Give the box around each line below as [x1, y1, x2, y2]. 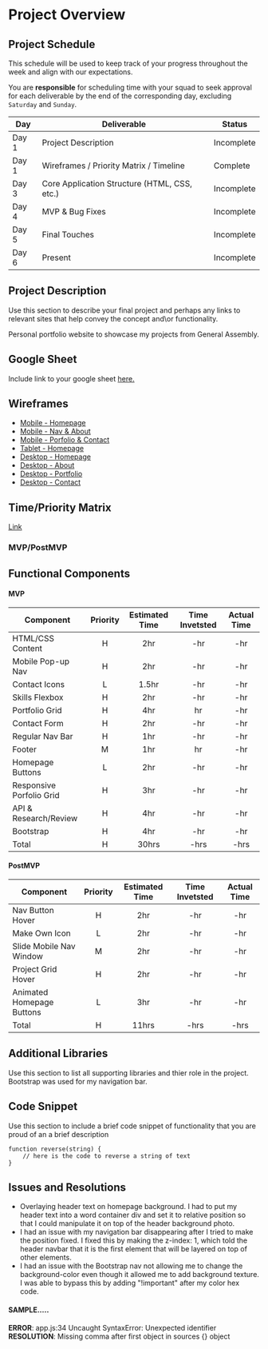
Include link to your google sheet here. [8, 373, 135, 383]
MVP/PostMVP [8, 542, 68, 553]
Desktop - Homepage [19, 452, 92, 461]
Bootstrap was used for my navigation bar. [8, 1076, 148, 1086]
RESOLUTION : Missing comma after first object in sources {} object [8, 1331, 231, 1341]
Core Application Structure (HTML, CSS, [41, 178, 193, 189]
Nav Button [12, 904, 54, 916]
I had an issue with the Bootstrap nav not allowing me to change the [19, 1261, 243, 1271]
